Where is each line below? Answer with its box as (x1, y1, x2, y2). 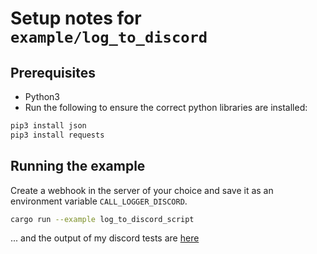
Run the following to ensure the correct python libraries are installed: (24, 102, 308, 113)
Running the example (10, 158, 146, 175)
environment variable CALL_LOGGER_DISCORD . (10, 195, 188, 207)
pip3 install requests (10, 130, 105, 140)
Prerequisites (10, 64, 96, 81)
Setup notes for (10, 7, 142, 30)
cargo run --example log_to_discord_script (10, 214, 195, 224)
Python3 (24, 91, 60, 102)
